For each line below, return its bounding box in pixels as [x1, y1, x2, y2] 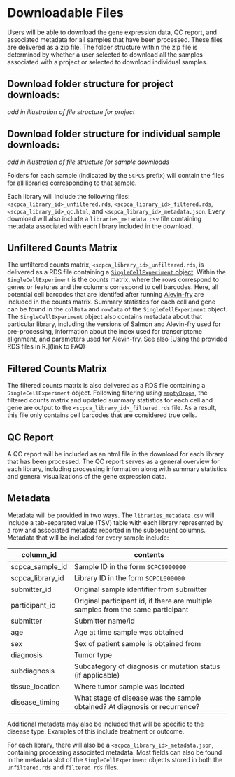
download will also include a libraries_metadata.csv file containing [7, 214, 201, 223]
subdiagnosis [10, 666, 55, 675]
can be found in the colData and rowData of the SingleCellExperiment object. [7, 305, 228, 314]
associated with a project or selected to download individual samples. [7, 57, 208, 66]
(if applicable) [73, 670, 120, 680]
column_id [21, 549, 57, 559]
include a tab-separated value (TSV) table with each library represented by [7, 518, 224, 526]
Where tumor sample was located [73, 681, 185, 691]
